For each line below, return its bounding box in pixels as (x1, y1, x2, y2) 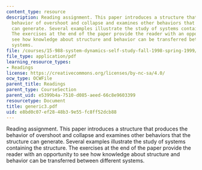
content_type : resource (6, 8, 66, 15)
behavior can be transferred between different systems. (6, 157, 145, 165)
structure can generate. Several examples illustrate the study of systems (6, 138, 186, 145)
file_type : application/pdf (6, 53, 77, 59)
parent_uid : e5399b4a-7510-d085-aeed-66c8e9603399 (6, 92, 136, 98)
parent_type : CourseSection (6, 87, 77, 93)
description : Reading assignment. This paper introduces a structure (6, 14, 185, 20)
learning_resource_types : (6, 59, 71, 65)
